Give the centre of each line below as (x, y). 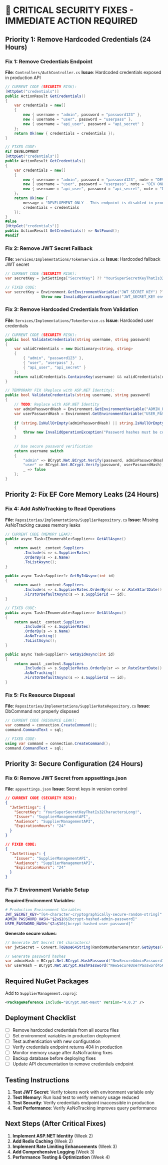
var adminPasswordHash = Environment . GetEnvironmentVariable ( (80, 409)
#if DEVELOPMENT (22, 152)
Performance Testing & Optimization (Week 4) (61, 1157)
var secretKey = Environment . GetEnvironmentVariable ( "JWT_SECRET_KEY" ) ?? (85, 292)
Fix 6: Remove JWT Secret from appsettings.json (66, 778)
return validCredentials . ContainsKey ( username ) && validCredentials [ (88, 377)
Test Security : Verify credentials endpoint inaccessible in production (83, 1102)
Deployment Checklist (40, 1018)
